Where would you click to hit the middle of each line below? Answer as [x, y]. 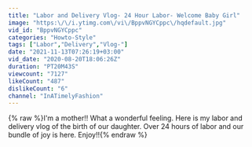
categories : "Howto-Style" [52, 37]
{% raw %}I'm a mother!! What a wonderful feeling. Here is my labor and [126, 118]
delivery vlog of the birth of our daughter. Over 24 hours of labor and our [126, 127]
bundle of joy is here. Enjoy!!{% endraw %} [78, 135]
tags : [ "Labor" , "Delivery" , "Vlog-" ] [68, 45]
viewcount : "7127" [38, 74]
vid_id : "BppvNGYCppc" [45, 30]
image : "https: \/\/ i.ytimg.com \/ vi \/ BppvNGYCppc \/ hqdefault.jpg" [117, 23]
